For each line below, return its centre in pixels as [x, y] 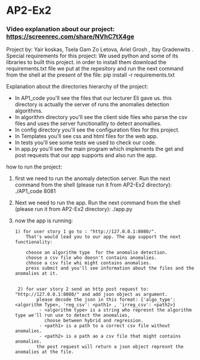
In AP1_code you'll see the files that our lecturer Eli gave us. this [93, 98]
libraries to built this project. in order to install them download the [86, 62]
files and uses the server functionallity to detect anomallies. [88, 124]
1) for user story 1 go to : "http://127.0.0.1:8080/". [86, 232]
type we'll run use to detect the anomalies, [72, 315]
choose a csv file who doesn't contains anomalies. [91, 258]
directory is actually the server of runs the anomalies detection [92, 105]
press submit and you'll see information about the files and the [110, 269]
